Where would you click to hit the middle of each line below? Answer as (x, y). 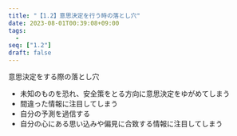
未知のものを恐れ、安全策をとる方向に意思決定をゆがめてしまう (124, 94)
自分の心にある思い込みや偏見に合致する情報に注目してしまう (121, 124)
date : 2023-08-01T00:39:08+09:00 (64, 23)
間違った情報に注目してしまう (69, 104)
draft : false (30, 53)
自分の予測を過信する (55, 114)
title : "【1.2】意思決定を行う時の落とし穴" (75, 16)
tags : (17, 30)
